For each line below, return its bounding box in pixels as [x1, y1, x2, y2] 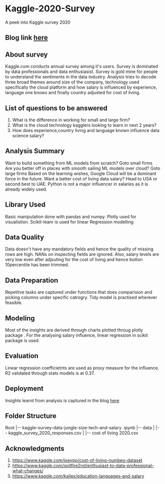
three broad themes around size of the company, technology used [5, 79, 139, 85]
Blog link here [5, 34, 48, 42]
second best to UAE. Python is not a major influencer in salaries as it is [5, 181, 149, 187]
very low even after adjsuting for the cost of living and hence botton [5, 257, 143, 263]
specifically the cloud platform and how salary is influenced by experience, [5, 84, 158, 90]
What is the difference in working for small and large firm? [12, 117, 131, 123]
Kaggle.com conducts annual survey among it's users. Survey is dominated [5, 64, 159, 69]
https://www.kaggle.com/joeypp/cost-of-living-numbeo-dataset [12, 457, 143, 463]
